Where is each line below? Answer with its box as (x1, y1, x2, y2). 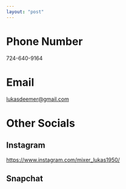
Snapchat (6, 173, 43, 184)
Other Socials (6, 116, 76, 130)
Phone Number (6, 34, 83, 48)
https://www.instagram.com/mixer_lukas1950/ (6, 156, 120, 163)
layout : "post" (6, 8, 44, 15)
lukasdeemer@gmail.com (6, 95, 69, 103)
